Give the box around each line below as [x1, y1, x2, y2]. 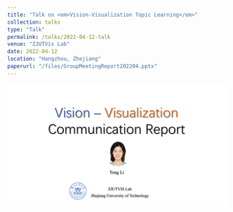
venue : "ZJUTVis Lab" [7, 40, 70, 48]
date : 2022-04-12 [7, 48, 58, 55]
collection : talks [7, 18, 61, 26]
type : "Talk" [7, 26, 45, 33]
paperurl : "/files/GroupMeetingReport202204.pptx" [7, 63, 158, 70]
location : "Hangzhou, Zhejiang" [7, 56, 101, 63]
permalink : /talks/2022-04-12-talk [7, 33, 111, 40]
